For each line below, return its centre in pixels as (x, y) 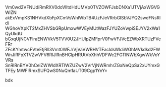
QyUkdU (14, 34)
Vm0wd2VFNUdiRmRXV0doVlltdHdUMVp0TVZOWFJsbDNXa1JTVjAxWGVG (83, 7)
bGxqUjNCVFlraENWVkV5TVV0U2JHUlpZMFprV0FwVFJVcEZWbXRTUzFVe (83, 39)
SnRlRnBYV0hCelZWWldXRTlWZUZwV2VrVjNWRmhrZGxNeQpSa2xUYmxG (83, 65)
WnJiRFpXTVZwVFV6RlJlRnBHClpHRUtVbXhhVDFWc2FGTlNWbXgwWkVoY (83, 55)
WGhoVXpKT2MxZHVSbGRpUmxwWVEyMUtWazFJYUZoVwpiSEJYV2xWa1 (83, 28)
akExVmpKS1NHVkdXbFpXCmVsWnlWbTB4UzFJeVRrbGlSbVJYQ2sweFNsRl (83, 18)
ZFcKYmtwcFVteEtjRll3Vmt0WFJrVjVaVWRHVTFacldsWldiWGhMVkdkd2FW (83, 49)
